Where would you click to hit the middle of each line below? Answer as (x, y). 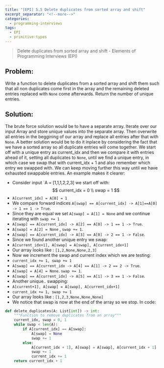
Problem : (19, 72)
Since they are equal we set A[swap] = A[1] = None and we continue (81, 213)
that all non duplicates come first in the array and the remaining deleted (77, 88)
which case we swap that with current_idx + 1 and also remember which (78, 163)
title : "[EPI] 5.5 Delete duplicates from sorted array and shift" (75, 10)
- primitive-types (28, 37)
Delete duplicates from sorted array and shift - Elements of (76, 51)
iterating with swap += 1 (36, 219)
